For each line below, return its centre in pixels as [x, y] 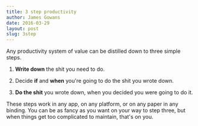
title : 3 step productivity [42, 12]
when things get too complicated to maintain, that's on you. [80, 117]
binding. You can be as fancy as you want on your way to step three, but [96, 110]
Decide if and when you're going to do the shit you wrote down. [94, 81]
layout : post [23, 28]
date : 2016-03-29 [28, 23]
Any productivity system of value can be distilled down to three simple [93, 51]
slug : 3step [21, 34]
